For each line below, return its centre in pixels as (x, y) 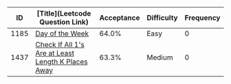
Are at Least (55, 53)
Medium (160, 57)
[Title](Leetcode (64, 13)
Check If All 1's (60, 45)
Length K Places (62, 62)
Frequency (202, 18)
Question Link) (64, 22)
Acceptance (120, 18)
